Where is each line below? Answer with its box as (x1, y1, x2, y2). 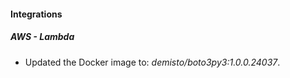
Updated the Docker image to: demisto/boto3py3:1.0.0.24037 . (24, 56, 281, 68)
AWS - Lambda (10, 31, 75, 43)
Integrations (10, 8, 63, 20)
